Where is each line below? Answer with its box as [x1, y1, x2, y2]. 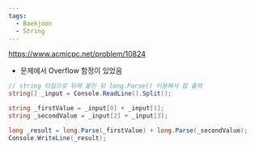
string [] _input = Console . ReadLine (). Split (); [8, 90, 172, 98]
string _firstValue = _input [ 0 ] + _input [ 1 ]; [8, 105, 164, 113]
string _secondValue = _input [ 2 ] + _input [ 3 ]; [8, 112, 168, 120]
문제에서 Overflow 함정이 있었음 [19, 66, 123, 75]
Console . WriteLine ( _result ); [8, 134, 107, 142]
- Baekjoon [15, 19, 53, 28]
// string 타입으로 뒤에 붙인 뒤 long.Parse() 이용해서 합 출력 [8, 82, 202, 90]
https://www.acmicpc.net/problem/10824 [8, 49, 147, 59]
